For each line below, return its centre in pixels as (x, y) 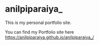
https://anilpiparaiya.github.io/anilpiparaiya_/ (49, 37)
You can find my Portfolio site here (40, 32)
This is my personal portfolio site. (38, 22)
